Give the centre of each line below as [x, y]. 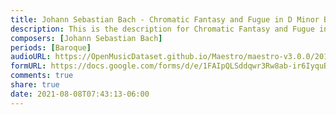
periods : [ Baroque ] [51, 47]
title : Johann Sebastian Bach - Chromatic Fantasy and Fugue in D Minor [165, 19]
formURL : [28, 66]
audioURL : [31, 57]
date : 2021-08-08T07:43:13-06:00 [80, 94]
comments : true [42, 76]
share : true [35, 85]
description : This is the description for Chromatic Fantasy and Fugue [162, 29]
